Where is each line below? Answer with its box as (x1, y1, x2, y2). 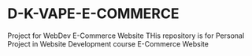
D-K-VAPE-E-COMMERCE (7, 5, 180, 23)
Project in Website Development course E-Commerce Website (7, 39, 209, 48)
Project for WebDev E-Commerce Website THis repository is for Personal (7, 31, 245, 40)
